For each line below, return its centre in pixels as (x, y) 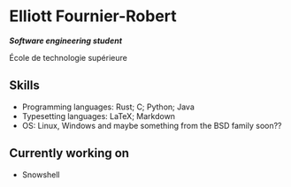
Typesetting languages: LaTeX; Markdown (98, 116)
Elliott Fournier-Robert (93, 16)
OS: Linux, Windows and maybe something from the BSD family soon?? (152, 125)
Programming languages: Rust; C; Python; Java (108, 107)
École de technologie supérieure (69, 57)
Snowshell (41, 175)
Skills (24, 86)
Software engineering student (65, 41)
